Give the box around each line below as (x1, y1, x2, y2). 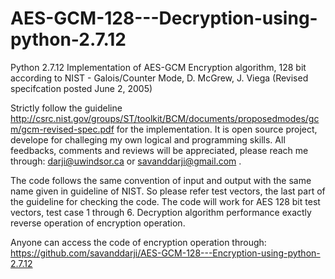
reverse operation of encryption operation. (10, 217, 186, 229)
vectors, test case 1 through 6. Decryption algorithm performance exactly (10, 206, 312, 218)
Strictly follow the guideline (10, 102, 123, 114)
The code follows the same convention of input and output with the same (10, 174, 312, 186)
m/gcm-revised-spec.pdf (10, 123, 115, 135)
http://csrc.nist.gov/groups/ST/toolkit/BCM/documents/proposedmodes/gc (10, 112, 320, 124)
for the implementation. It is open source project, (116, 123, 318, 135)
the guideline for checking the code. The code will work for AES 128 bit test (10, 195, 321, 207)
